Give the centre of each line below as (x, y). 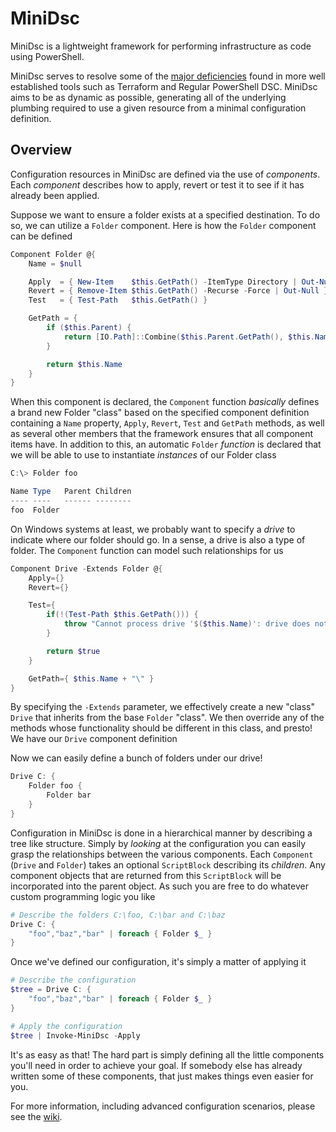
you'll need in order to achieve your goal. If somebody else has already (156, 1065)
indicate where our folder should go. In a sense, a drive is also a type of (158, 539)
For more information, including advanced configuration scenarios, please (163, 1106)
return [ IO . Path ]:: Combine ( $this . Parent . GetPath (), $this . (189, 337)
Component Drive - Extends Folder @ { (86, 568)
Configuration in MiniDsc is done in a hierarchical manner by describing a (161, 833)
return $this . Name (84, 364)
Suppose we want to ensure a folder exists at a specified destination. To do (165, 214)
